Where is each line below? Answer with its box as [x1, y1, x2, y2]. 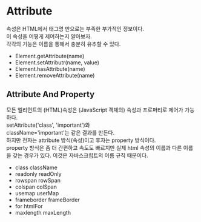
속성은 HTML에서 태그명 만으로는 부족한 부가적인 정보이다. [6, 25, 144, 32]
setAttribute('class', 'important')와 [6, 121, 90, 129]
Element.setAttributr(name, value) [15, 59, 100, 66]
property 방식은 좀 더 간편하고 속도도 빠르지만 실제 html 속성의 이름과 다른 [6, 144, 182, 151]
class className [15, 164, 58, 171]
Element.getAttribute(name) [15, 52, 85, 59]
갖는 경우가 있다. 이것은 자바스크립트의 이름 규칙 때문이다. [12, 152, 148, 159]
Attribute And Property [6, 89, 95, 99]
